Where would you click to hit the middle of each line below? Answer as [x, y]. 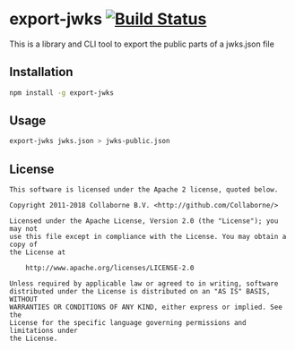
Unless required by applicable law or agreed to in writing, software [144, 284]
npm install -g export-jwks [62, 93]
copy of [24, 245]
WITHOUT [24, 300]
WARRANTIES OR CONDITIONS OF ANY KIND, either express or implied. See [146, 307]
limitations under [43, 331]
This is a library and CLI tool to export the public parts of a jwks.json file [142, 44]
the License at [38, 252]
